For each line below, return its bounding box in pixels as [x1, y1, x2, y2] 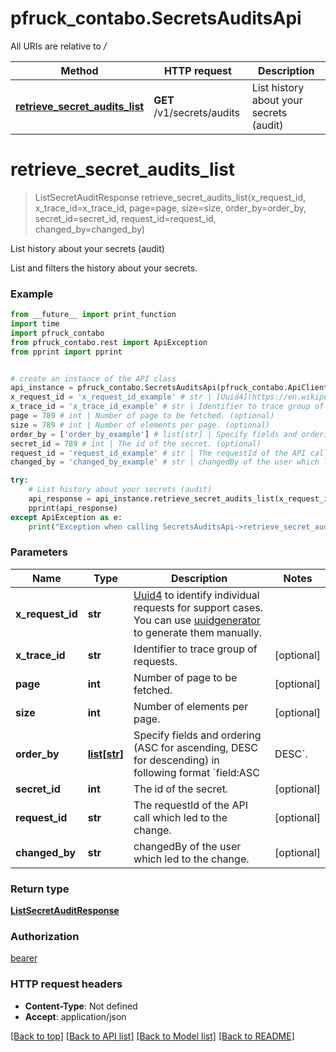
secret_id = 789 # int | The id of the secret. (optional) [10, 438, 262, 449]
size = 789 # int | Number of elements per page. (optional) [10, 420, 271, 430]
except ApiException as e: [10, 512, 123, 522]
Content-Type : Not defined [24, 1000, 138, 1012]
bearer [10, 952, 38, 964]
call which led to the [133, 810, 228, 824]
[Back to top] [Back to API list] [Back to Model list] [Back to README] [10, 1030, 295, 1042]
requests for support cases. [133, 600, 264, 614]
